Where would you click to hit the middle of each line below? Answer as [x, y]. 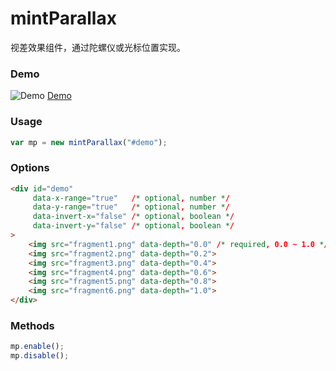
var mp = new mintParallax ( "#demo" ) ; [89, 142]
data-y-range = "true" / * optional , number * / [131, 207]
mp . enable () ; [37, 347]
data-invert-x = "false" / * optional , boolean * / [133, 217]
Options [30, 168]
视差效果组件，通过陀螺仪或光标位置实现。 [98, 47]
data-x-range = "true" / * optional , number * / [131, 198]
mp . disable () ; [40, 356]
